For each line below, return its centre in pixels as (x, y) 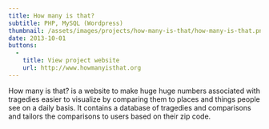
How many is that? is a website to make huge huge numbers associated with (134, 91)
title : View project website (71, 61)
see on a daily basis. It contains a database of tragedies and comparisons (130, 107)
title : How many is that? (51, 16)
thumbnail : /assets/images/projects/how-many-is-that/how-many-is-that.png (137, 30)
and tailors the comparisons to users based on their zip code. (110, 116)
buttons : (23, 46)
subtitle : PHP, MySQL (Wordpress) (66, 23)
